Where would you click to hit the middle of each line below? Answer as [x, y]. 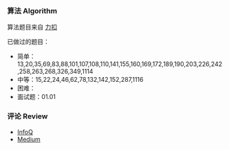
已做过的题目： [28, 42]
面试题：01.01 [36, 97]
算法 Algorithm [32, 10]
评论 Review [28, 116]
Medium [29, 139]
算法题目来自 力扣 [32, 27]
